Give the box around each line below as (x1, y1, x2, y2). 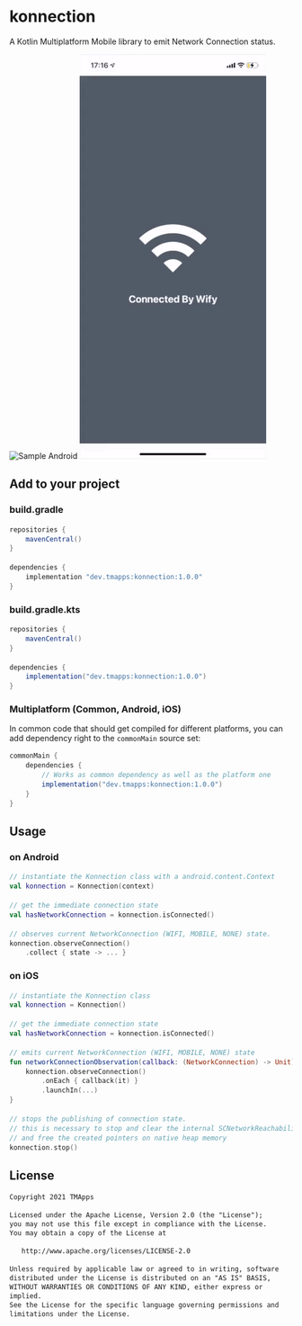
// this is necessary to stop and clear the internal (9, 1124, 216, 1133)
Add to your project (9, 477, 120, 492)
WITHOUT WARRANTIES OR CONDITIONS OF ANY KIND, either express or (9, 1283, 263, 1292)
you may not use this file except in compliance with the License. (9, 1220, 268, 1229)
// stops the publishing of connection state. (9, 1114, 187, 1124)
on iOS (9, 970, 39, 982)
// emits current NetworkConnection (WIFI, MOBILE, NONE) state (9, 1048, 255, 1057)
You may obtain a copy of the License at (9, 1229, 167, 1238)
